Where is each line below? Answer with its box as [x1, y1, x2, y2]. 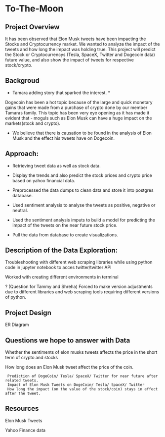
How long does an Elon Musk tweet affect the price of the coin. [5, 364, 134, 370]
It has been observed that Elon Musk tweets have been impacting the [5, 36, 146, 42]
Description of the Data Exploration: [5, 246, 118, 255]
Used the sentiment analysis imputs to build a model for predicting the [12, 217, 156, 223]
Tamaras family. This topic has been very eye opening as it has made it [5, 109, 150, 115]
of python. [5, 294, 26, 300]
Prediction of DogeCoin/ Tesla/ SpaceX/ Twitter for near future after [7, 374, 158, 379]
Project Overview [5, 23, 60, 31]
